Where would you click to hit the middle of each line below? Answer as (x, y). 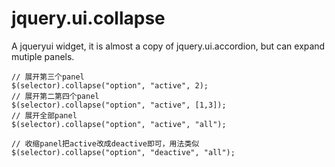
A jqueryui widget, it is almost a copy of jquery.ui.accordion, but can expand (168, 46)
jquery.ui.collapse (88, 18)
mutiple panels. (43, 56)
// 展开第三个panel (48, 77)
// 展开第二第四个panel (55, 96)
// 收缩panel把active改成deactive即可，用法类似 (105, 143)
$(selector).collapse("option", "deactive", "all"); (123, 152)
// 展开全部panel (44, 115)
